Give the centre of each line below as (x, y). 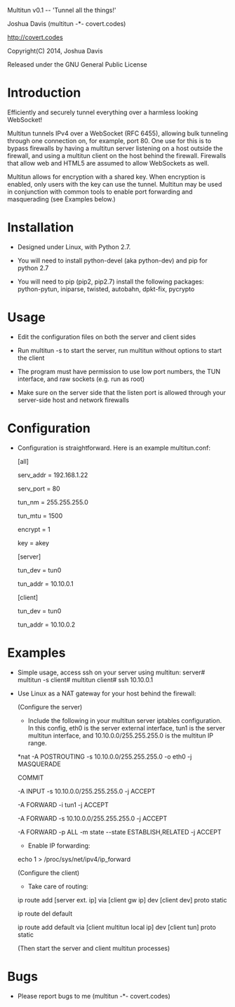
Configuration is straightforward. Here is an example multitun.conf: (114, 448)
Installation (41, 228)
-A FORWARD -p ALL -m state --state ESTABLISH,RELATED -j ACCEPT (120, 832)
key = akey (33, 542)
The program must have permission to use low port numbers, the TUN (119, 371)
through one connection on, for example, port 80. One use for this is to (109, 140)
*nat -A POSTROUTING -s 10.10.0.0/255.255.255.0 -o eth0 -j (105, 756)
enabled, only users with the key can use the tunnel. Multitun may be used (115, 184)
